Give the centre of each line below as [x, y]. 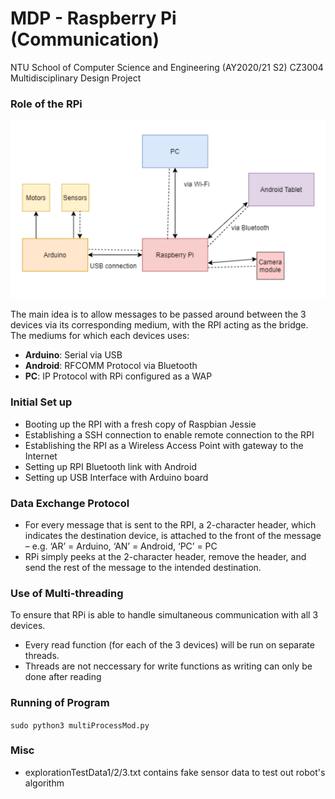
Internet [41, 456]
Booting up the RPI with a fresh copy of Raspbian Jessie [140, 424]
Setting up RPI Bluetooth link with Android [110, 466]
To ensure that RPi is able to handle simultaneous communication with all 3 [164, 615]
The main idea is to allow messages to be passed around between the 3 [158, 314]
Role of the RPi [46, 104]
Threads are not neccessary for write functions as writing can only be [168, 666]
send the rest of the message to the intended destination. [143, 567]
